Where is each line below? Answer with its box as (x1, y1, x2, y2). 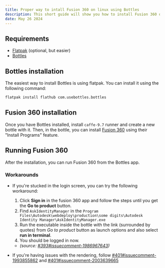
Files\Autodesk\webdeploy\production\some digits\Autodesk (19, 213, 143, 218)
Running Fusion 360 (5, 146, 68, 155)
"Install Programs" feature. (5, 132, 59, 138)
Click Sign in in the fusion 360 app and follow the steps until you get (19, 197, 158, 203)
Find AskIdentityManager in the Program (19, 208, 99, 214)
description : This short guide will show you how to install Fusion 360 (5, 12, 157, 17)
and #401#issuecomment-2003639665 (39, 257, 119, 263)
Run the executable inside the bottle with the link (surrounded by (19, 222, 151, 228)
